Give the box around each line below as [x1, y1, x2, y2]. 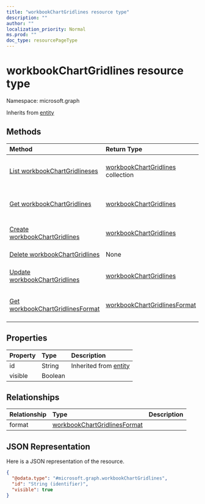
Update [9, 268, 31, 276]
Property [9, 351, 36, 359]
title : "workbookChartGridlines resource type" [6, 9, 130, 15]
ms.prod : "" [6, 32, 37, 38]
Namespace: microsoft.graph [6, 97, 80, 104]
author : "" [6, 20, 34, 26]
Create [9, 225, 29, 233]
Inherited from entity [71, 361, 130, 370]
